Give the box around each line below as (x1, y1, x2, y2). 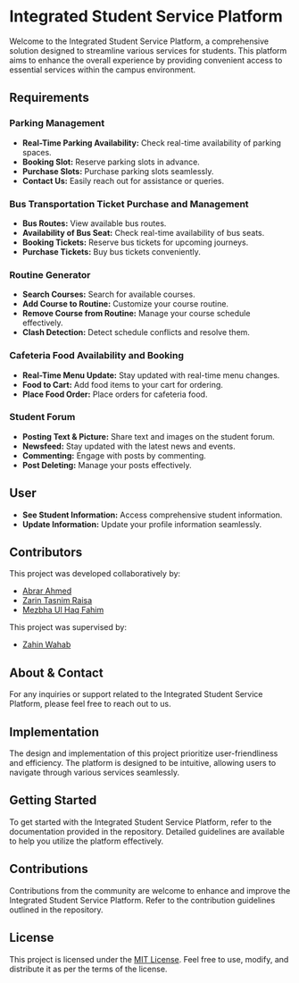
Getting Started (9, 793, 97, 808)
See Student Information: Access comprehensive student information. (21, 509, 283, 520)
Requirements (9, 90, 89, 105)
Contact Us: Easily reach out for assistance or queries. (21, 175, 225, 186)
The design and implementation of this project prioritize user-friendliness (9, 748, 278, 759)
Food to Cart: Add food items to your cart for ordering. (21, 379, 223, 390)
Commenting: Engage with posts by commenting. (21, 449, 207, 461)
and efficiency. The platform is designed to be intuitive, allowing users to (9, 758, 277, 769)
